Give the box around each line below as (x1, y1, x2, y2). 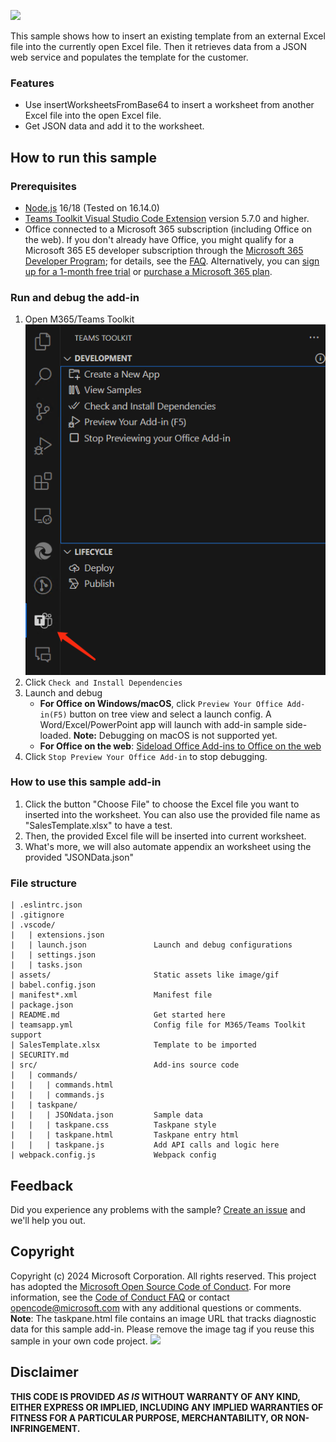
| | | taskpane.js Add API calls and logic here (10, 1140, 280, 1150)
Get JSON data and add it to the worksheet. (24, 120, 205, 132)
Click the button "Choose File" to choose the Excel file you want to (24, 798, 300, 810)
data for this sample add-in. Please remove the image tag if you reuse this (10, 1323, 315, 1335)
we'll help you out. (10, 1214, 86, 1226)
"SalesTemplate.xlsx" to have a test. (24, 819, 173, 831)
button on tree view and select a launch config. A (69, 708, 272, 720)
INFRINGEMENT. (10, 1422, 81, 1434)
